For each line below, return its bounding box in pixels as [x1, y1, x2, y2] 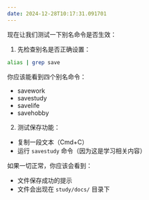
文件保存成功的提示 [17, 176, 73, 185]
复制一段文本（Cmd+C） [17, 137, 89, 146]
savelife [17, 101, 40, 109]
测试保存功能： [17, 123, 60, 131]
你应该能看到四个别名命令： [7, 72, 87, 81]
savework [17, 86, 46, 95]
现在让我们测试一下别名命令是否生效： [7, 30, 116, 38]
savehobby [17, 109, 50, 117]
